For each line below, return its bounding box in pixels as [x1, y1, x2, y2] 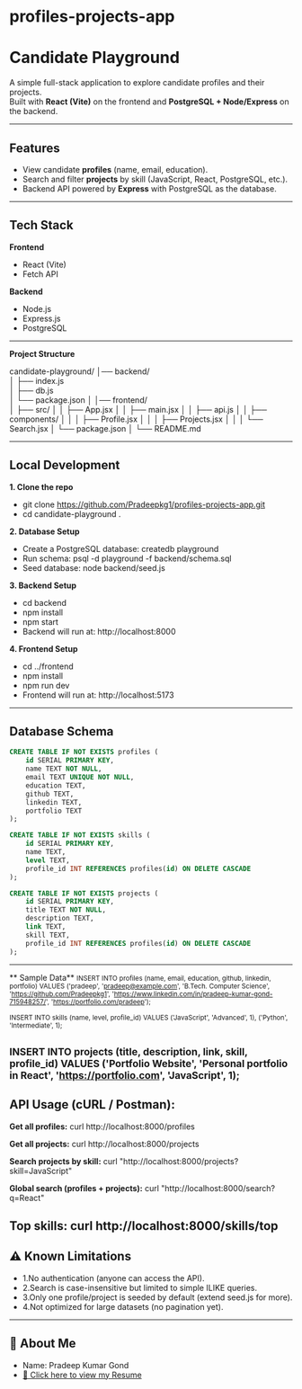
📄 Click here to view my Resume [22, 1369, 142, 1380]
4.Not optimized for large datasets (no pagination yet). [22, 1301, 224, 1312]
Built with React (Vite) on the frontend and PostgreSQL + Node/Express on [9, 96, 289, 107]
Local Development [9, 458, 120, 473]
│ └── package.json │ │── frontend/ [9, 394, 148, 405]
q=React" [9, 1192, 45, 1203]
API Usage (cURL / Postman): [9, 1097, 175, 1112]
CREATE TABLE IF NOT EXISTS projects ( [9, 888, 159, 898]
